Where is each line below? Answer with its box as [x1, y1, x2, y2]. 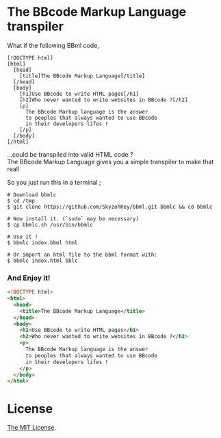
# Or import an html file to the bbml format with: [7, 251, 157, 258]
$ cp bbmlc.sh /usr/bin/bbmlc [7, 221, 94, 228]
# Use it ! [7, 233, 38, 240]
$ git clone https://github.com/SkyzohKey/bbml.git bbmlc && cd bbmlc [7, 203, 213, 210]
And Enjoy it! [7, 273, 51, 283]
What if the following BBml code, [7, 41, 99, 49]
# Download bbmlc [7, 191, 57, 198]
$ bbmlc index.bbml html [7, 239, 78, 246]
